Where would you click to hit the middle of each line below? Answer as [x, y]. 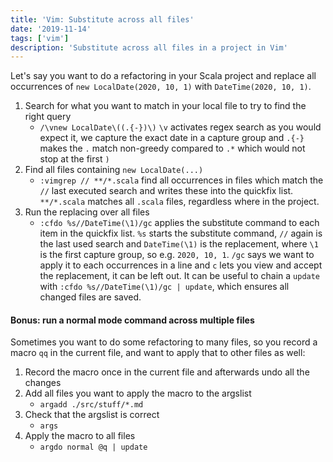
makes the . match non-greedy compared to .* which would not [172, 148]
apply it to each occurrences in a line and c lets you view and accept [181, 265]
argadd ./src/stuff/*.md [91, 405]
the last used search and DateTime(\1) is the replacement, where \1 [179, 244]
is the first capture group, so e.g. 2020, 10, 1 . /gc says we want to [177, 255]
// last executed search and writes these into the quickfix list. [166, 191]
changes [43, 383]
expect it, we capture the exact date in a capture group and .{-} [172, 138]
